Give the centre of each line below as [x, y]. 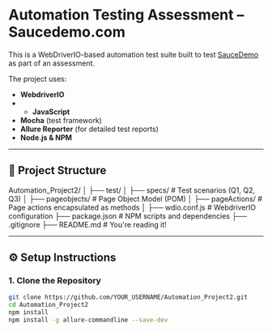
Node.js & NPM [46, 137]
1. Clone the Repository [55, 281]
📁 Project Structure [57, 170]
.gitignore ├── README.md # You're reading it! [88, 224]
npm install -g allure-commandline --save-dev [88, 320]
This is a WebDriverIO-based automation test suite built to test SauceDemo [134, 54]
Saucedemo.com [67, 32]
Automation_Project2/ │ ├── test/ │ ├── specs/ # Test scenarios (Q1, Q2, [132, 190]
